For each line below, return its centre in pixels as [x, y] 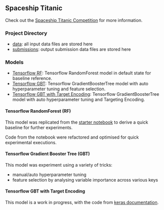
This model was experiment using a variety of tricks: [59, 165]
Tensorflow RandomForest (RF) [38, 111]
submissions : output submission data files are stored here [72, 49]
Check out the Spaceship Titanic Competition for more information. [74, 20]
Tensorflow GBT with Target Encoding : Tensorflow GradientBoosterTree [86, 94]
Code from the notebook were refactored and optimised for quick [72, 137]
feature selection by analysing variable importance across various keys [85, 180]
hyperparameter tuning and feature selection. [59, 89]
